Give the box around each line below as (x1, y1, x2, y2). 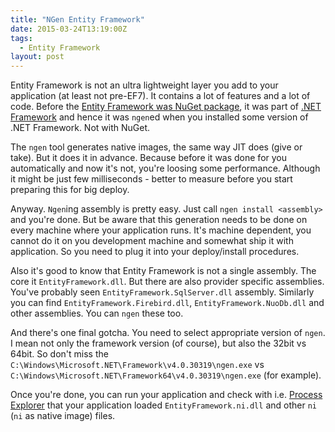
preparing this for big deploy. (10, 184, 130, 196)
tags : (10, 33, 33, 43)
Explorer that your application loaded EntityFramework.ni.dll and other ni (10, 399, 317, 411)
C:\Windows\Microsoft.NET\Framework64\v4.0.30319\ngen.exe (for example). (10, 369, 322, 381)
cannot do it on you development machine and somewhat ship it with (10, 235, 294, 247)
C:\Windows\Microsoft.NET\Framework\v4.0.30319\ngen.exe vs (10, 359, 265, 371)
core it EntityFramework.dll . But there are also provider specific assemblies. (10, 276, 325, 288)
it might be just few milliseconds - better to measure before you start (10, 173, 293, 185)
